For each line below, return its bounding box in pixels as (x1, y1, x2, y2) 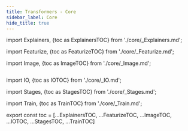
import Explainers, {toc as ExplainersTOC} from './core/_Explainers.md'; (6, 37, 183, 44)
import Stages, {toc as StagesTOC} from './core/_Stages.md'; (6, 88, 157, 96)
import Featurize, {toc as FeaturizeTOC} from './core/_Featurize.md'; (6, 48, 175, 55)
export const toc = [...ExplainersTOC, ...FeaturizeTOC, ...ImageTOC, (6, 112, 172, 119)
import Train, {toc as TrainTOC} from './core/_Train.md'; (6, 100, 142, 107)
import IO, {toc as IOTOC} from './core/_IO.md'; (6, 76, 122, 84)
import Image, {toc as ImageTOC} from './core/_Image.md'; (6, 59, 151, 67)
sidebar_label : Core (6, 14, 58, 20)
